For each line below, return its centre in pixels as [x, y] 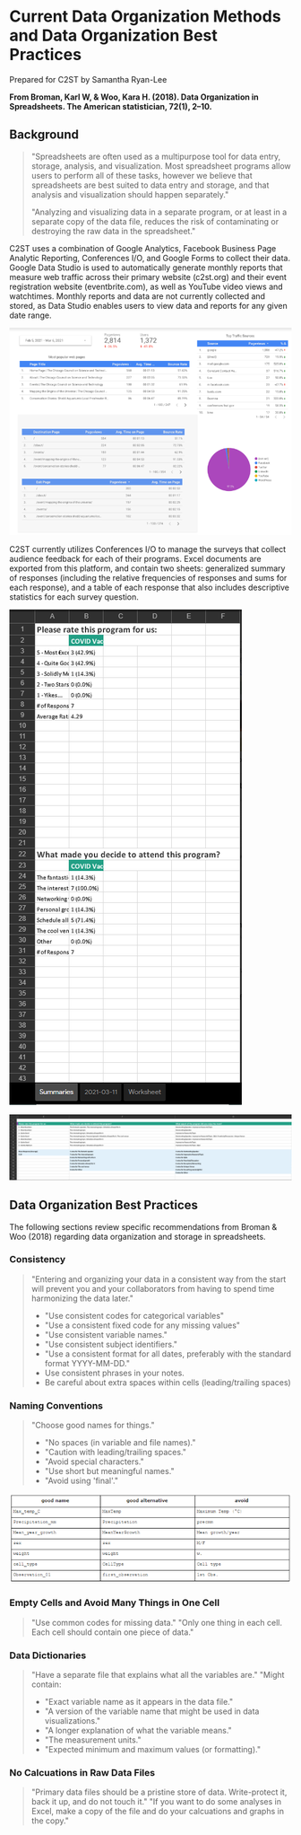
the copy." [50, 1821]
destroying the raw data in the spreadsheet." [113, 231]
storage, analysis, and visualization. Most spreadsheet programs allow [161, 166]
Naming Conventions [56, 1405]
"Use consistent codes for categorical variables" [134, 1315]
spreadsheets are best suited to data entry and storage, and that [150, 185]
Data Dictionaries [48, 1655]
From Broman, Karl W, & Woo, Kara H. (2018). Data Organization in [134, 97]
